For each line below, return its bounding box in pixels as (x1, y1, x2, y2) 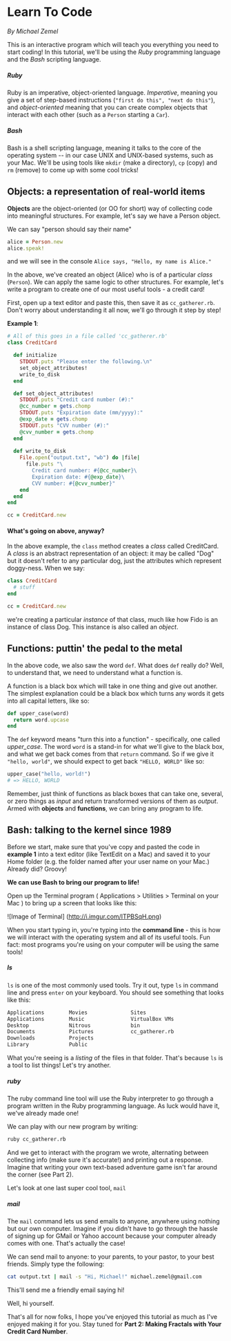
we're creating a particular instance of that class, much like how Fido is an (7, 615, 219, 623)
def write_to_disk (13, 447, 67, 455)
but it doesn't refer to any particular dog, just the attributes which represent (7, 557, 222, 565)
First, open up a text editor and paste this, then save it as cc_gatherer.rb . (7, 299, 215, 307)
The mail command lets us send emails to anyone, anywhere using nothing (7, 1217, 220, 1225)
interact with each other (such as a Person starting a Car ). (7, 110, 170, 118)
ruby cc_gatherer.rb (7, 1136, 67, 1143)
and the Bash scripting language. (7, 55, 101, 63)
